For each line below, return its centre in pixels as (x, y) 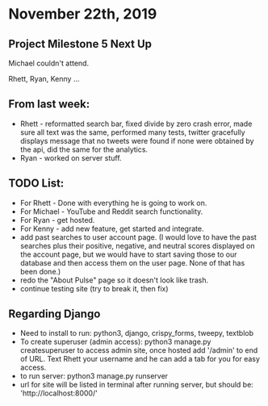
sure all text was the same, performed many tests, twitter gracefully (132, 132)
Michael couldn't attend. (49, 63)
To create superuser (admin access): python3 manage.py (115, 342)
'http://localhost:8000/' (59, 393)
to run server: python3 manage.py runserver (94, 376)
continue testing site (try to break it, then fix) (94, 288)
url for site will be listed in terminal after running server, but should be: (137, 385)
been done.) (40, 271)
